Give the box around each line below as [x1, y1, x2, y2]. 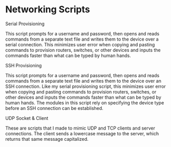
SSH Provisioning [5, 62, 42, 68]
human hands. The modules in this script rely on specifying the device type [5, 99, 164, 106]
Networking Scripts [5, 4, 91, 15]
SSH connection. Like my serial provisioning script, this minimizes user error [5, 83, 166, 89]
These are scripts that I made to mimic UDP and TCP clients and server [5, 125, 155, 131]
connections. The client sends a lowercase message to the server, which [5, 130, 159, 137]
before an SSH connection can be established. [5, 105, 103, 111]
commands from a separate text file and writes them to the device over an [5, 78, 161, 84]
